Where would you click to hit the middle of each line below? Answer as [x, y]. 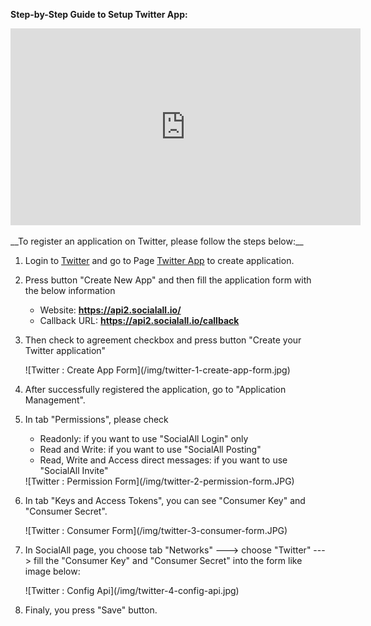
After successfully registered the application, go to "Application [155, 389]
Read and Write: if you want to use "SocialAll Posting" [150, 449]
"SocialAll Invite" [74, 470]
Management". [55, 400]
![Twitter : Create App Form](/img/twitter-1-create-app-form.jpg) [157, 370]
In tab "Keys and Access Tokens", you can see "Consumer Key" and [165, 500]
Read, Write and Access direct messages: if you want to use [163, 460]
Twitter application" [65, 350]
